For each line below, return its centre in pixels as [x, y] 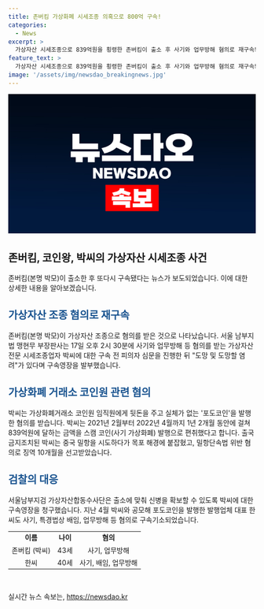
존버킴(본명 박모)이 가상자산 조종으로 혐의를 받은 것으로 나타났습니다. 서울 [121, 336]
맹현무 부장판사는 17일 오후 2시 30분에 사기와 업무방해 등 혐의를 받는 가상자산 [135, 345]
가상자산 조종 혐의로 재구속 [69, 315]
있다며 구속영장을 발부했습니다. [73, 365]
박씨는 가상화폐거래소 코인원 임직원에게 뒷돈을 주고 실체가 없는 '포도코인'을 [123, 413]
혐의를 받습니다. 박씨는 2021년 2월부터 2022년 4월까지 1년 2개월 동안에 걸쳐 [133, 422]
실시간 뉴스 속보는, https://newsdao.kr [68, 597]
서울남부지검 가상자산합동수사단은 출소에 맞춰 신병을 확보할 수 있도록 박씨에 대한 [131, 499]
